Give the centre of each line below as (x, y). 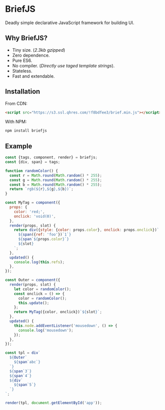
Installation (23, 92)
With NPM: (16, 122)
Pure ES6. (22, 60)
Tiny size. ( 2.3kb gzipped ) (39, 50)
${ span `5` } (25, 385)
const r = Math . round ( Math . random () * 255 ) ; (56, 176)
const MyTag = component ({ (33, 203)
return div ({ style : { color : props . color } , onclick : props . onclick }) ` (87, 230)
